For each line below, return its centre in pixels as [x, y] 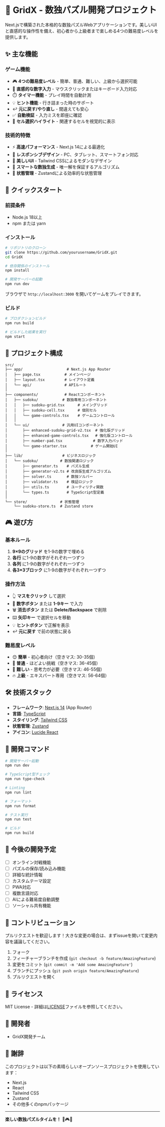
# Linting [15, 788]
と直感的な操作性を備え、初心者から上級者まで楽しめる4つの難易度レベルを [82, 31]
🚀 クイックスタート [34, 190]
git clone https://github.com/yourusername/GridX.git [61, 252]
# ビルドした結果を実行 [26, 332]
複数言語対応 [25, 893]
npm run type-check [25, 779]
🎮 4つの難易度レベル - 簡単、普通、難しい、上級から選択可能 [75, 81]
